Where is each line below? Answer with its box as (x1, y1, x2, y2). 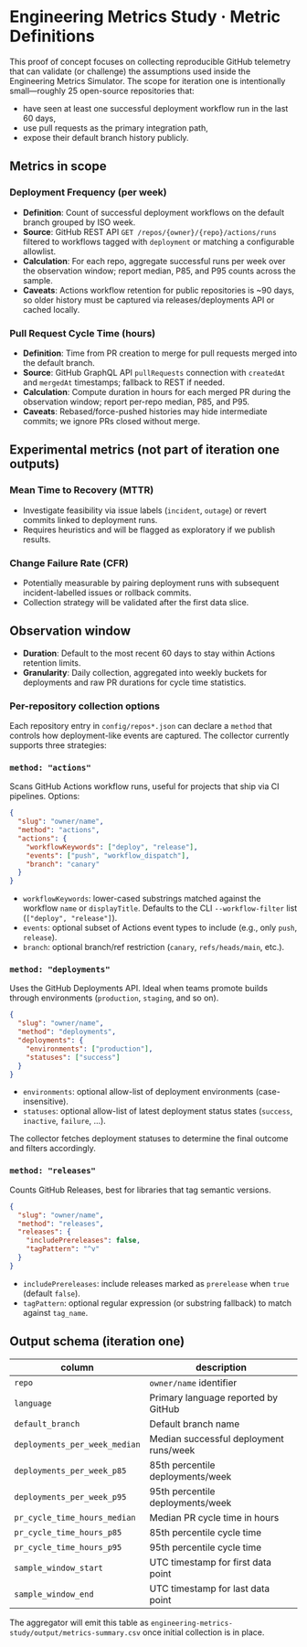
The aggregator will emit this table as (9, 1617, 149, 1628)
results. (22, 533, 52, 545)
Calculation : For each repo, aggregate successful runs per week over (22, 255, 286, 266)
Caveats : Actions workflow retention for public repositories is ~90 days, (22, 284, 295, 295)
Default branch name (149, 1417, 240, 1430)
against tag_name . (22, 1307, 89, 1318)
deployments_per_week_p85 (14, 1465, 127, 1476)
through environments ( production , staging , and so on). (9, 992, 219, 1003)
